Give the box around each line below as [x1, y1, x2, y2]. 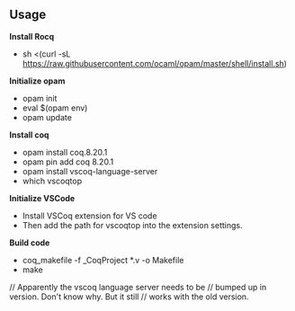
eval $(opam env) [22, 102, 88, 113]
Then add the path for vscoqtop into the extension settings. [22, 219, 243, 230]
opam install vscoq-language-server [22, 165, 158, 176]
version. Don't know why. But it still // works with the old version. [9, 291, 249, 302]
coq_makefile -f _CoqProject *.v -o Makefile [22, 254, 184, 265]
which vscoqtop [22, 175, 83, 186]
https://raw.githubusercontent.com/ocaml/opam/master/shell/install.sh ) [22, 58, 288, 68]
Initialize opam [9, 76, 66, 86]
